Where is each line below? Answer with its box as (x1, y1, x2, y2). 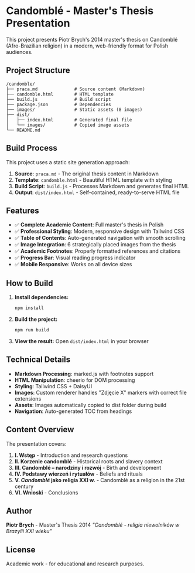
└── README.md (6, 127, 41, 133)
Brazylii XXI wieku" (6, 528, 52, 535)
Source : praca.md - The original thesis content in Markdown (14, 170, 159, 177)
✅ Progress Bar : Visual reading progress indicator (14, 254, 136, 262)
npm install (14, 305, 44, 311)
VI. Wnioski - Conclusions (14, 489, 78, 496)
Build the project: (14, 316, 57, 323)
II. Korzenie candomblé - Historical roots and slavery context (14, 457, 163, 464)
